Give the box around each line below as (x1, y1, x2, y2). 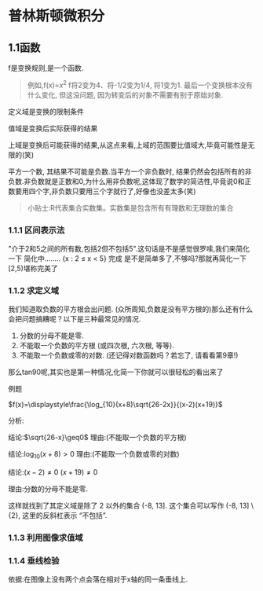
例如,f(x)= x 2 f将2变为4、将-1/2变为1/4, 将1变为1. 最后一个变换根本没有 (27, 79, 253, 90)
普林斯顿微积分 (8, 7, 105, 25)
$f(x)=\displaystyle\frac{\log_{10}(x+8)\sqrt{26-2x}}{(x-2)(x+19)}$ (8, 400, 223, 409)
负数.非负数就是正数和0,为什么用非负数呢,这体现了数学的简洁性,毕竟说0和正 (8, 176, 252, 185)
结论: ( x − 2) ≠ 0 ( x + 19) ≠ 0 (8, 468, 98, 477)
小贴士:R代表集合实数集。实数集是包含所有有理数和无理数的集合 (27, 203, 234, 212)
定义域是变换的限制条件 (8, 107, 84, 116)
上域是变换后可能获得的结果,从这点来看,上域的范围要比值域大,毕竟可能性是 (8, 140, 249, 149)
